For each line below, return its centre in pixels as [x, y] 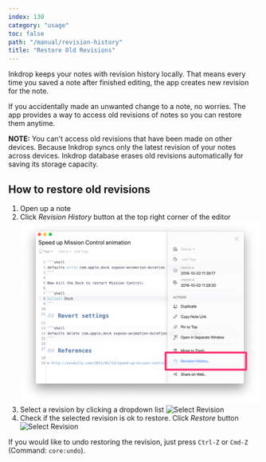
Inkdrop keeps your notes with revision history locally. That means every [127, 74]
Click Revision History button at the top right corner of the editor [125, 217]
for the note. [29, 91]
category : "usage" [39, 25]
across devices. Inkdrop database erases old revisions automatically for [126, 156]
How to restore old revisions [80, 189]
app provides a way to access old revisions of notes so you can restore [125, 115]
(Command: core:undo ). [47, 451]
